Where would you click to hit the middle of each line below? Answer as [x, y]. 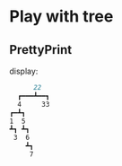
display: [24, 71]
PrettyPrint [41, 50]
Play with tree [61, 17]
